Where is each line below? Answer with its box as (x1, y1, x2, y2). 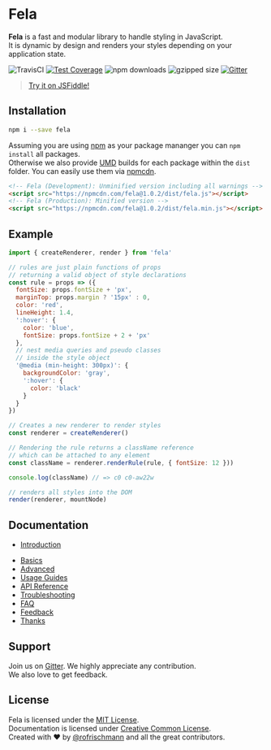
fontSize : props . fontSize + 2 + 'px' (23, 331, 151, 340)
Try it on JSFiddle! (28, 80, 90, 90)
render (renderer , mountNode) (8, 496, 107, 504)
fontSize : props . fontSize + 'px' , (15, 286, 132, 294)
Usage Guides (19, 573, 68, 583)
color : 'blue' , (23, 323, 75, 332)
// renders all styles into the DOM (8, 488, 132, 496)
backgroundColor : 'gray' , (23, 369, 111, 378)
